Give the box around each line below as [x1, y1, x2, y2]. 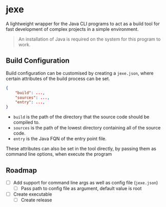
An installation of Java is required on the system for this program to [18, 36, 161, 42]
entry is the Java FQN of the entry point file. [13, 136, 107, 142]
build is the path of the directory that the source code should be [13, 114, 150, 120]
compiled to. [13, 119, 40, 125]
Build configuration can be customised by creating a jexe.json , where [6, 70, 154, 76]
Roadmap [6, 166, 37, 175]
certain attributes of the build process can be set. [6, 76, 110, 82]
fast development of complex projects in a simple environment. [6, 26, 139, 32]
